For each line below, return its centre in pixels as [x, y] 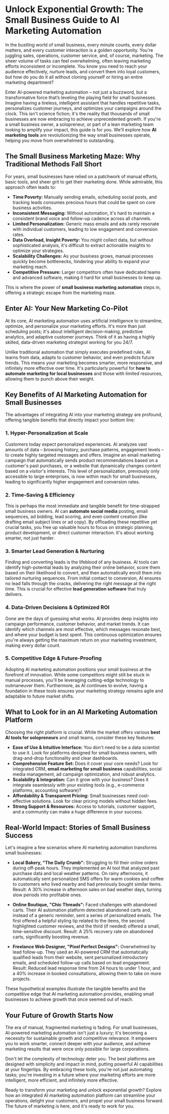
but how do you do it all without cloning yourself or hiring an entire [74, 77]
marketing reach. [30, 267]
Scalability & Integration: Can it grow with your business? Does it [80, 780]
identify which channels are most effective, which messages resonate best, [83, 629]
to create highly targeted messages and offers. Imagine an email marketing [83, 455]
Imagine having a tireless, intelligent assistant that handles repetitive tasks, [82, 103]
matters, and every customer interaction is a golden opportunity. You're [79, 50]
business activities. [32, 208]
